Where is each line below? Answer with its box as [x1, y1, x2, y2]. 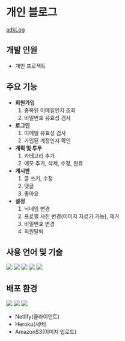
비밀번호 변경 [23, 220, 55, 227]
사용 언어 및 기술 [6, 247, 63, 257]
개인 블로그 [6, 5, 58, 19]
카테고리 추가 [23, 152, 55, 159]
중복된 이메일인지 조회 [23, 107, 76, 114]
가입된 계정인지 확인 [23, 137, 71, 144]
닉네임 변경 [23, 205, 50, 212]
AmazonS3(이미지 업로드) [14, 328, 77, 336]
